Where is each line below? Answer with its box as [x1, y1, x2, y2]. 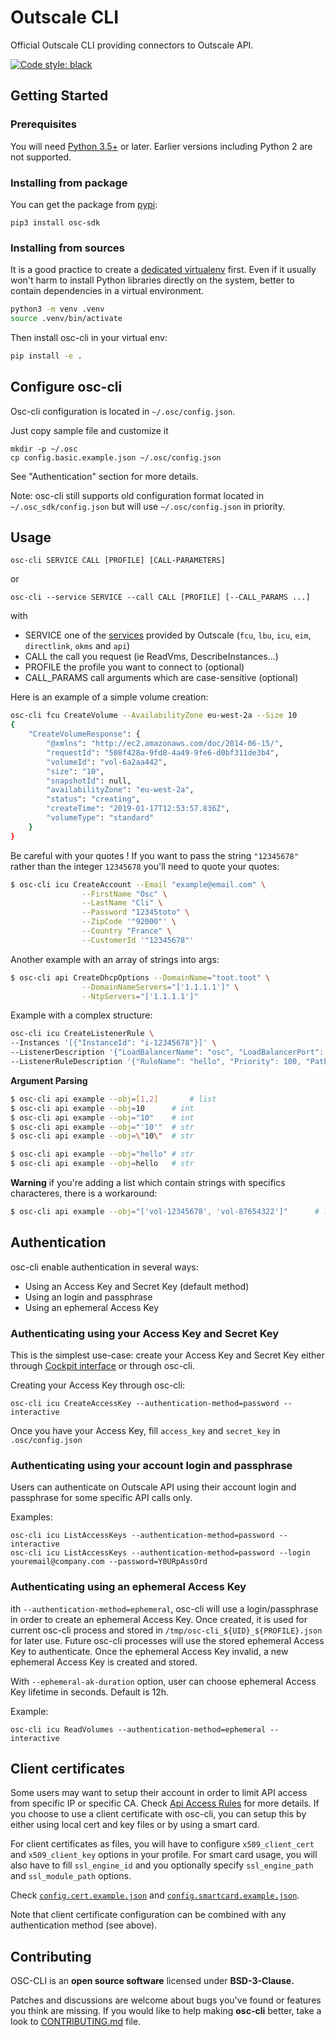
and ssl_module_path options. [10, 1870, 132, 1882]
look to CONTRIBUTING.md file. [10, 2016, 142, 2028]
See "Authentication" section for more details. [10, 470, 199, 482]
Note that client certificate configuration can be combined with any [10, 1909, 287, 1921]
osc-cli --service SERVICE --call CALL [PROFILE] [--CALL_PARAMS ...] [10, 592, 311, 603]
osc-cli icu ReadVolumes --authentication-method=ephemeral [10, 1724, 267, 1735]
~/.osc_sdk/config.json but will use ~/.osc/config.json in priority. [10, 500, 286, 512]
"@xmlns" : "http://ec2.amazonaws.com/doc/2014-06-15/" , [46, 739, 284, 749]
